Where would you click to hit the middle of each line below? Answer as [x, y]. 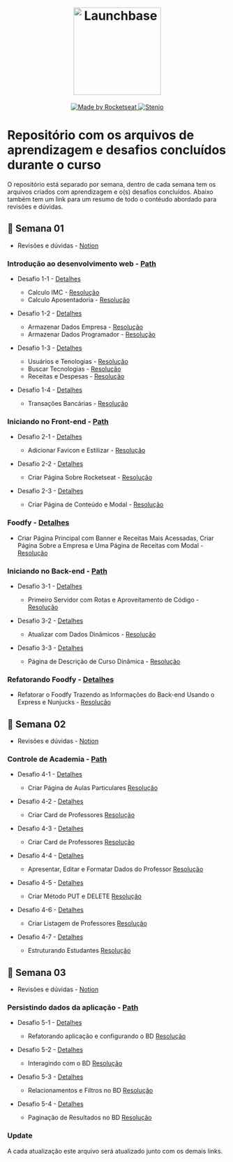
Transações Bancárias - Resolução [78, 403]
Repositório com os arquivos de [100, 135]
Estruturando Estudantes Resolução [79, 951]
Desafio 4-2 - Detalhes [50, 802]
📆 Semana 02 [37, 724]
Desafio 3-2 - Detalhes [50, 621]
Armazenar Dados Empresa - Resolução [85, 327]
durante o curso [54, 165]
